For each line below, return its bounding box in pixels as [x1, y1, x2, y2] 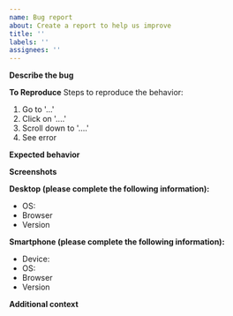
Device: [21, 253, 50, 265]
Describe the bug [9, 70, 74, 80]
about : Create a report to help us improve [9, 21, 172, 30]
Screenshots [9, 167, 57, 177]
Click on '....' [21, 114, 67, 124]
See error [21, 132, 57, 143]
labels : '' [9, 37, 49, 47]
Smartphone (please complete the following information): [9, 237, 225, 247]
